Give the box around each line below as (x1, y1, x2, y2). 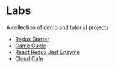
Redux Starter (14, 35, 50, 42)
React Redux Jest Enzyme (14, 48, 80, 55)
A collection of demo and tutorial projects (6, 24, 110, 31)
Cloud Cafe (14, 55, 43, 62)
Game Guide (14, 42, 46, 49)
